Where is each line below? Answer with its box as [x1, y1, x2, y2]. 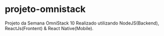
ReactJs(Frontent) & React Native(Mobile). [5, 25, 94, 31]
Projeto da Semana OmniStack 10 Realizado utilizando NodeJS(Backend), [5, 20, 159, 26]
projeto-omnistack [5, 3, 86, 15]
